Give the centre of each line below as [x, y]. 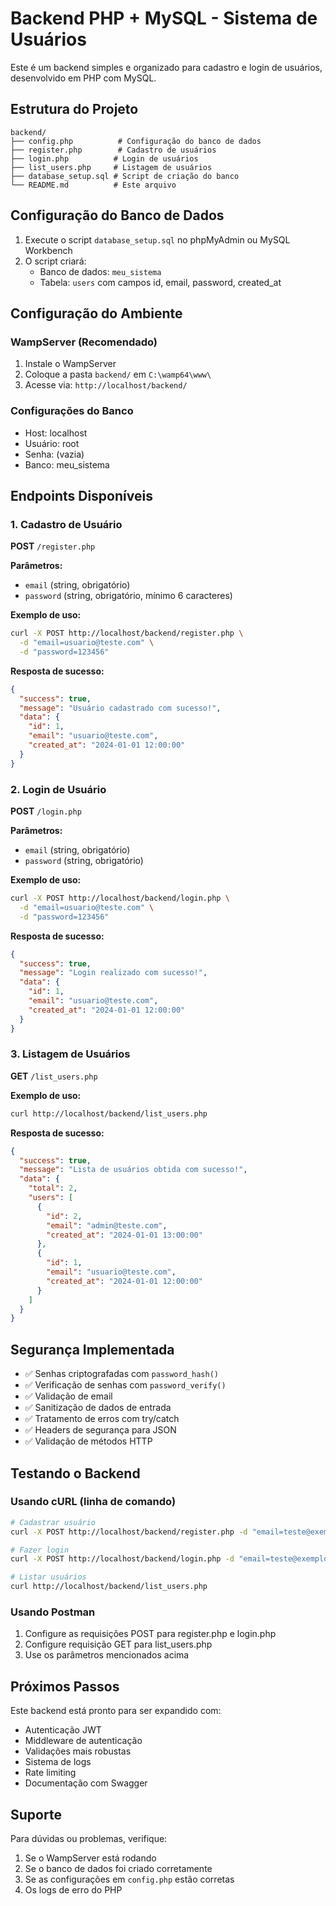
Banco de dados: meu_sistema [100, 271]
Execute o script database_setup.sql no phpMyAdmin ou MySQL [157, 239]
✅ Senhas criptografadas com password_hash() [121, 1374]
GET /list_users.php [54, 1076]
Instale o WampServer [70, 364]
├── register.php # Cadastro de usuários [113, 150]
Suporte [36, 1814]
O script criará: [55, 261]
